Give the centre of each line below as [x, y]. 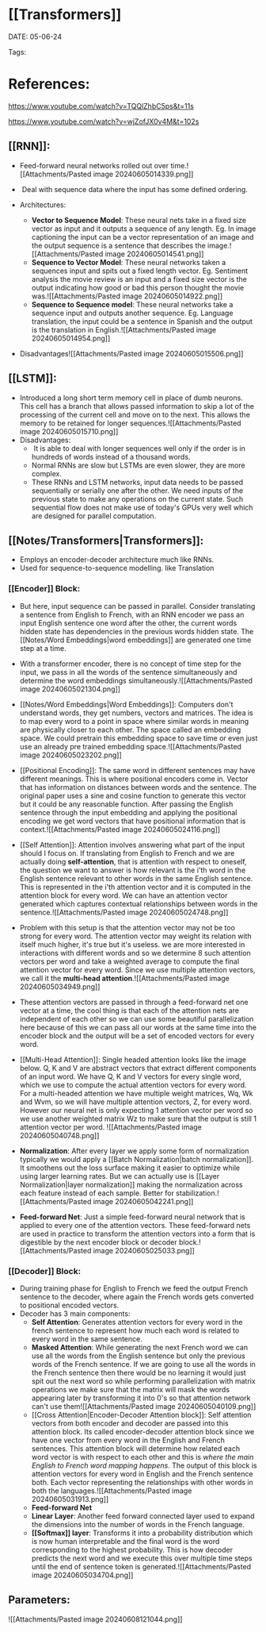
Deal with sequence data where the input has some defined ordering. [135, 189]
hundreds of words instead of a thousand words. [111, 456]
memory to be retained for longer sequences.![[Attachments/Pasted [130, 423]
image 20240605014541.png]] [154, 254]
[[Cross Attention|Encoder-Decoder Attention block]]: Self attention [141, 1415]
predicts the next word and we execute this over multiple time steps [142, 1558]
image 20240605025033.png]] [144, 1250]
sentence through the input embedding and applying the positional [128, 812]
